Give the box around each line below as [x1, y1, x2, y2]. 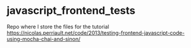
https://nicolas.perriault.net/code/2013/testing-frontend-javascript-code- [6, 29, 185, 36]
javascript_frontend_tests [6, 4, 136, 17]
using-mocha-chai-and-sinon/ [6, 35, 81, 42]
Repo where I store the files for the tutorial [6, 23, 110, 30]
